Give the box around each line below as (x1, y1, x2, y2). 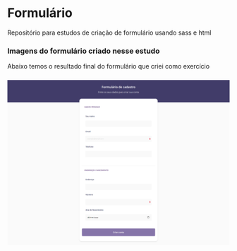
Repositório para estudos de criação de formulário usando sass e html (7, 28, 212, 37)
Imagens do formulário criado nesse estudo (7, 46, 160, 56)
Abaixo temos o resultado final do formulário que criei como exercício (7, 62, 210, 71)
